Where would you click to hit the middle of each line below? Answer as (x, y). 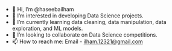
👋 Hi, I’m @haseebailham (43, 9)
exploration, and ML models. (47, 28)
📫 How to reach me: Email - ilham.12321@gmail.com (77, 41)
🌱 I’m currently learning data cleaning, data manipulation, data (89, 22)
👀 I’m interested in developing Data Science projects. (78, 16)
